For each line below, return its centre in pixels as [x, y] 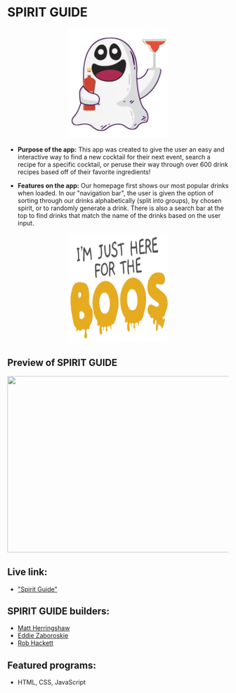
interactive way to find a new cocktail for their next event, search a [114, 157]
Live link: [27, 572]
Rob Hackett [35, 643]
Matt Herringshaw [44, 628]
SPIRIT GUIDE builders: [59, 611]
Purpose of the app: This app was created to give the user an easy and [121, 149]
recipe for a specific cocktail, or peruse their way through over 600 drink [123, 164]
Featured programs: [52, 665]
